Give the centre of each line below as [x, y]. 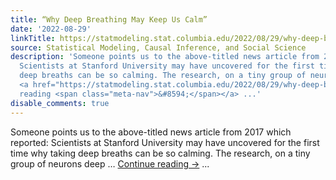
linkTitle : [33, 38]
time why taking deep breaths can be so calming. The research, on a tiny [160, 153]
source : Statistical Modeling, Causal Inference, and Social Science [158, 47]
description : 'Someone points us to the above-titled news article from [165, 57]
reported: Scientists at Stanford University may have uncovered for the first [165, 142]
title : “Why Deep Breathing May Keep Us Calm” [109, 19]
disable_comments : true [60, 103]
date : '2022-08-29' [51, 29]
